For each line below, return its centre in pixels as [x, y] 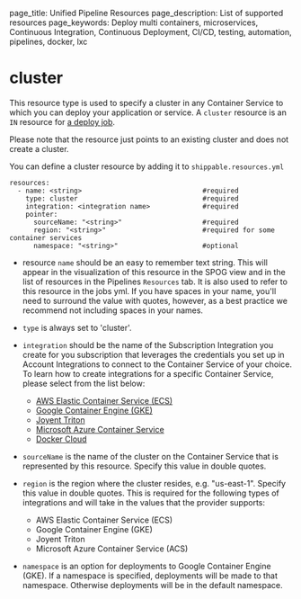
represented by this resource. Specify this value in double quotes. [144, 466]
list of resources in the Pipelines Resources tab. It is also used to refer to [155, 282]
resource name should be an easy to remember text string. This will [145, 262]
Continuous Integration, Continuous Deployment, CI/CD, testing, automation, [150, 32]
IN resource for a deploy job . [62, 121]
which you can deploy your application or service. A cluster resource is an [148, 112]
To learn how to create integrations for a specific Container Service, [148, 373]
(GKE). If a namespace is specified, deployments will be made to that [150, 576]
